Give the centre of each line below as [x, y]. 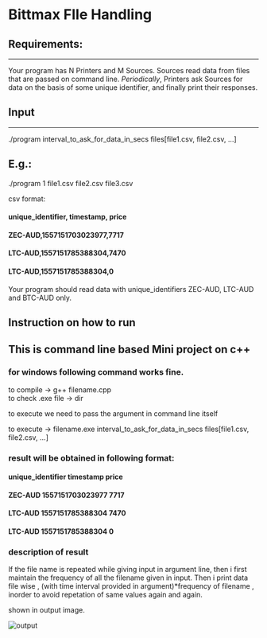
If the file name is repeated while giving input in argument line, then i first [128, 570]
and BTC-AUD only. [40, 298]
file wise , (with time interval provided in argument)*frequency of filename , [131, 586]
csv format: [27, 198]
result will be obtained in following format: [91, 457]
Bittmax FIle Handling [80, 15]
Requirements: [46, 44]
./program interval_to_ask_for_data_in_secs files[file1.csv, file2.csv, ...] [122, 139]
